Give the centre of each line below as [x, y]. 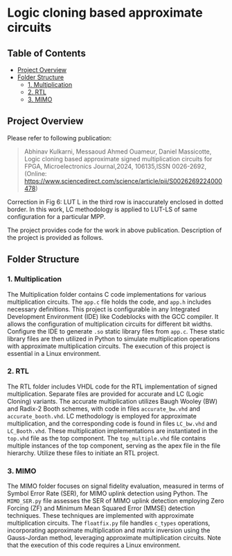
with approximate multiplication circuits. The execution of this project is [109, 346]
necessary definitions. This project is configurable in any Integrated [104, 309]
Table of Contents [47, 53]
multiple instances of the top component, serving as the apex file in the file [114, 445]
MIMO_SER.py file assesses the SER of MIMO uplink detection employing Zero [116, 501]
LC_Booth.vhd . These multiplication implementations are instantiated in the [113, 431]
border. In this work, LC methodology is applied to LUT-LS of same [102, 209]
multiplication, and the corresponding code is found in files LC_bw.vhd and [112, 423]
